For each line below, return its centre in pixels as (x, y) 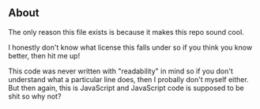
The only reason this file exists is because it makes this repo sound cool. (126, 32)
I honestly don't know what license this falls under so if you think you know (130, 47)
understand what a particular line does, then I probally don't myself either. (128, 79)
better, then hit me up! (44, 55)
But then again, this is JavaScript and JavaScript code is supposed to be (126, 88)
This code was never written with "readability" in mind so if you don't (121, 71)
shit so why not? (35, 96)
